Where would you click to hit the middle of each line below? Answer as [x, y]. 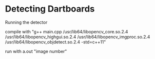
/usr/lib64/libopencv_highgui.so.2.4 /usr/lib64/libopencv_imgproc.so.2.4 [77, 37]
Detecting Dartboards [50, 9]
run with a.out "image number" [36, 51]
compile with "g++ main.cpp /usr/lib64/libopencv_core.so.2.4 [67, 31]
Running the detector [26, 22]
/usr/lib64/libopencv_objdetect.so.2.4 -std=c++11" [56, 42]
